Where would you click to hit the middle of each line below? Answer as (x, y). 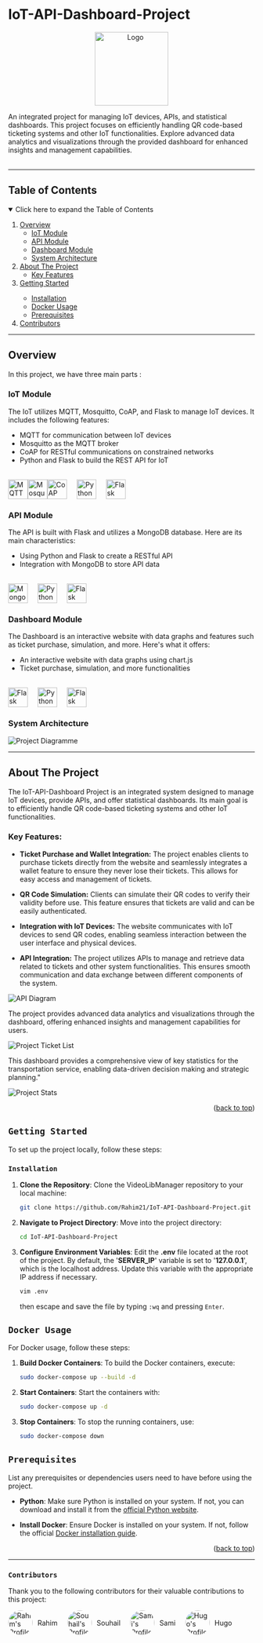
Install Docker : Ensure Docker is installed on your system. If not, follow (134, 1524)
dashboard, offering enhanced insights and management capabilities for (124, 1021)
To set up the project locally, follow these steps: (85, 1149)
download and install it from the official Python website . (109, 1510)
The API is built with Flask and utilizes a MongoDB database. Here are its (125, 532)
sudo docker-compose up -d (63, 1407)
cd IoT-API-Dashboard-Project (69, 1237)
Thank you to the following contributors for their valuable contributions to (126, 1591)
